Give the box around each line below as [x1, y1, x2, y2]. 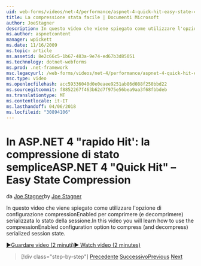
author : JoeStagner [6, 20, 55, 26]
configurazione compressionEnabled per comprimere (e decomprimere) [6, 211, 184, 218]
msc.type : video [6, 75, 47, 81]
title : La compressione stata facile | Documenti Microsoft [6, 14, 160, 20]
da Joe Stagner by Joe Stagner [6, 193, 82, 200]
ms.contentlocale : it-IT [6, 98, 68, 104]
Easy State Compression [6, 173, 131, 186]
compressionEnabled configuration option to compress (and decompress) [6, 223, 188, 231]
